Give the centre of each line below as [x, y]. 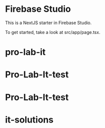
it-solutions [29, 120]
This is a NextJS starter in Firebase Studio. [49, 23]
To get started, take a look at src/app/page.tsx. [53, 32]
